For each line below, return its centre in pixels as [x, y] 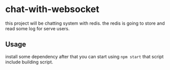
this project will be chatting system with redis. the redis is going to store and [85, 23]
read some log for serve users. [37, 28]
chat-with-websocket [52, 9]
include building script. [29, 62]
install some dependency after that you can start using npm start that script [84, 56]
